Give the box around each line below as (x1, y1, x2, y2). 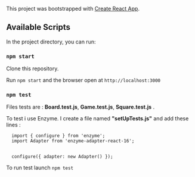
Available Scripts (6, 22, 70, 32)
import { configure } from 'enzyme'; (11, 133, 106, 139)
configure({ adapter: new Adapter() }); (11, 154, 113, 160)
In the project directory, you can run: (6, 38, 96, 45)
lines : (6, 122, 21, 129)
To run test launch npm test (6, 164, 73, 172)
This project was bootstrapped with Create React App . (6, 5, 140, 12)
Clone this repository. (6, 65, 59, 72)
